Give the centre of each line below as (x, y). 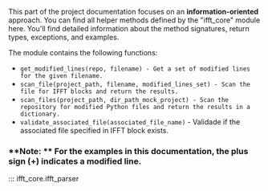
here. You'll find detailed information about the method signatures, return (129, 28)
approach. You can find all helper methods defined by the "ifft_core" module (134, 20)
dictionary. (40, 114)
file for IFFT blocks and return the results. (99, 91)
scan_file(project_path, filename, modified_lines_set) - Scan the (135, 84)
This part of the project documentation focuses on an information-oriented (134, 12)
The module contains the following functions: (83, 53)
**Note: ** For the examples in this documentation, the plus (128, 151)
